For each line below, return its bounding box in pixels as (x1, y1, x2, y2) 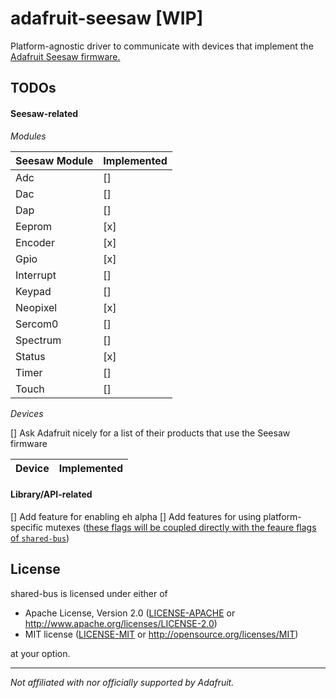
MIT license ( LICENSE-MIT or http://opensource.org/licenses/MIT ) (24, 628, 299, 640)
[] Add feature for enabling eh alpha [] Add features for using (10, 510, 262, 522)
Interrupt (15, 268, 57, 282)
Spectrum (15, 333, 62, 347)
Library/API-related (10, 488, 93, 501)
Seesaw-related (10, 107, 79, 119)
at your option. (10, 647, 71, 659)
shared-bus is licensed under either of (10, 587, 168, 599)
